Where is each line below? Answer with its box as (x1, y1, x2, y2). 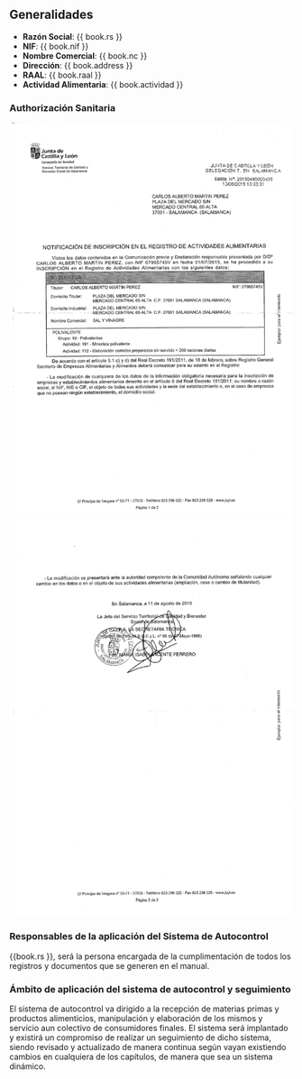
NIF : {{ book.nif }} (22, 41, 89, 51)
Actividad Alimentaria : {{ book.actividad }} (22, 78, 184, 89)
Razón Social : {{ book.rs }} (22, 31, 124, 41)
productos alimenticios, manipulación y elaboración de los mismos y (9, 1013, 263, 1024)
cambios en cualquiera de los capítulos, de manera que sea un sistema (9, 1051, 273, 1063)
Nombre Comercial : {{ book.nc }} (22, 50, 148, 61)
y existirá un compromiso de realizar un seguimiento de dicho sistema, (9, 1032, 272, 1043)
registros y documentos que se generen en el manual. (9, 960, 210, 971)
